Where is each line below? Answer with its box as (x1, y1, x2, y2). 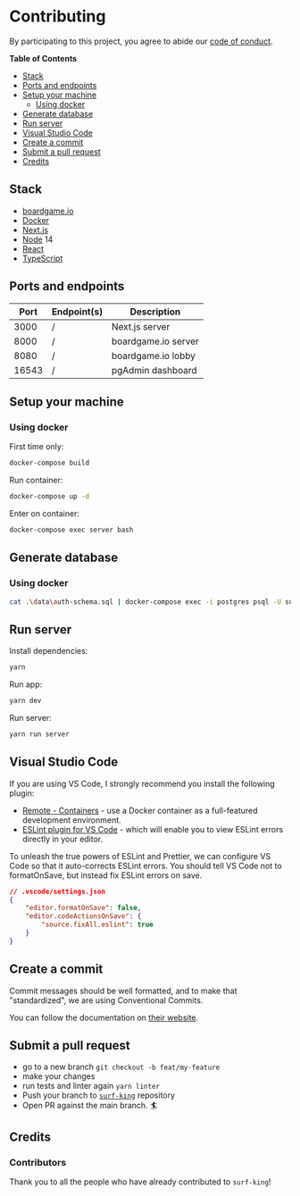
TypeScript (21, 253, 63, 263)
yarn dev (9, 697, 42, 706)
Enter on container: (9, 508, 80, 519)
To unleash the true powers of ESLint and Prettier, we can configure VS (9, 850, 271, 861)
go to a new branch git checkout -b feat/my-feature (21, 1061, 221, 1073)
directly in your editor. (21, 833, 104, 844)
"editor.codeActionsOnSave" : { (25, 912, 142, 921)
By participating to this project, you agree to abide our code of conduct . (9, 36, 274, 46)
